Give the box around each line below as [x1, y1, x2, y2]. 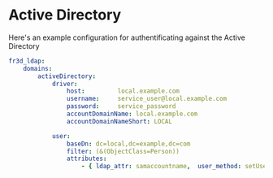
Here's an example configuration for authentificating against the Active [8, 33, 245, 42]
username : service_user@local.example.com [66, 95, 227, 103]
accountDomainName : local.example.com [66, 110, 198, 119]
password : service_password [66, 102, 176, 111]
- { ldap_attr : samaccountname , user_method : [80, 163, 242, 171]
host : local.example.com [66, 87, 180, 95]
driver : [51, 80, 79, 88]
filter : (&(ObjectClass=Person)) [66, 147, 180, 155]
